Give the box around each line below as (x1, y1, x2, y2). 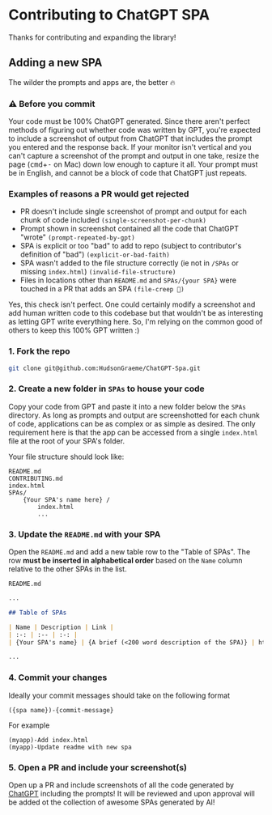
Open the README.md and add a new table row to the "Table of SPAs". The (8, 547, 251, 557)
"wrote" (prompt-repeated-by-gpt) (19, 232, 135, 242)
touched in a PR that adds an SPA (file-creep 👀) (19, 284, 185, 294)
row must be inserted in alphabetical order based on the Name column (8, 556, 243, 566)
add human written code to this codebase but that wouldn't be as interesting (8, 308, 264, 318)
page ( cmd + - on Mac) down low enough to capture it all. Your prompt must (8, 159, 258, 169)
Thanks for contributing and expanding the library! (8, 32, 176, 42)
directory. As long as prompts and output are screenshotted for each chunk (8, 410, 261, 420)
